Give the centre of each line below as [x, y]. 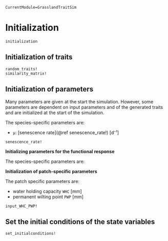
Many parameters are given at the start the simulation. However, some [79, 101]
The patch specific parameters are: [43, 181]
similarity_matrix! [26, 73]
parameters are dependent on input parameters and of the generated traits [84, 107]
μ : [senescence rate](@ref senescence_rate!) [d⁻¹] [66, 132]
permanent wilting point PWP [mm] [48, 197]
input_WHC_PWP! [22, 206]
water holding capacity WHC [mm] [47, 191]
